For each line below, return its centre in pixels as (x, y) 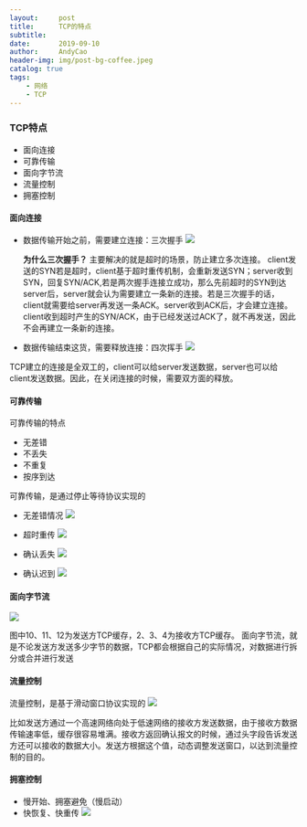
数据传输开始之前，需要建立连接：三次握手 (103, 240)
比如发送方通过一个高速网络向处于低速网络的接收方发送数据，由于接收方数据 (153, 722)
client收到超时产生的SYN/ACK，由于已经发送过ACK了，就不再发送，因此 (159, 317)
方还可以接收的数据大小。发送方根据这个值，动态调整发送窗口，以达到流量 (149, 745)
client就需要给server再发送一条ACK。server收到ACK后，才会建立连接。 (158, 305)
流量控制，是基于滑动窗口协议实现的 (78, 703)
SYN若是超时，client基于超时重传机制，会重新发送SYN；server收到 (166, 271)
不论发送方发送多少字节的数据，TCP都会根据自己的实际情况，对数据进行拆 (157, 647)
